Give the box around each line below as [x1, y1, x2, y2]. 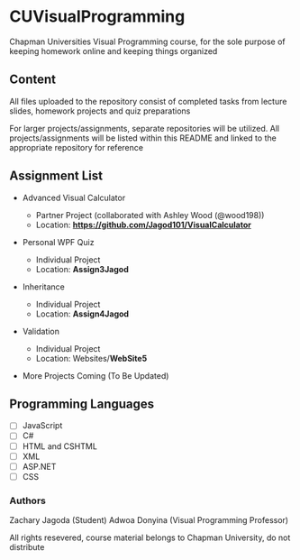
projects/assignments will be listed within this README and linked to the [9, 133, 277, 143]
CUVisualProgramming [9, 6, 186, 27]
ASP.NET [22, 461, 57, 472]
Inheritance [22, 281, 66, 292]
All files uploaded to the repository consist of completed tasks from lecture [9, 96, 287, 106]
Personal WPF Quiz [22, 236, 95, 247]
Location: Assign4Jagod [35, 308, 129, 319]
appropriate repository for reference [9, 142, 144, 152]
